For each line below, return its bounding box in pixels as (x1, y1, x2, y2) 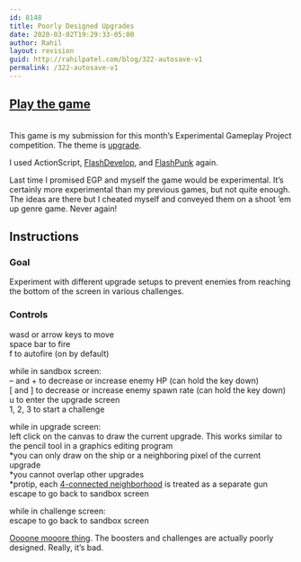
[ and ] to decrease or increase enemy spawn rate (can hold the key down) (9, 384, 286, 396)
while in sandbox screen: (9, 365, 102, 376)
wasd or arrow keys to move (9, 329, 115, 340)
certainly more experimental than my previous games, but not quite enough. (9, 183, 290, 194)
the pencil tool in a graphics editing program (9, 440, 173, 450)
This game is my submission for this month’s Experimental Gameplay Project (9, 129, 292, 140)
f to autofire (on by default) (9, 348, 110, 359)
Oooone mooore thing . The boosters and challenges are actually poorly (9, 532, 274, 543)
